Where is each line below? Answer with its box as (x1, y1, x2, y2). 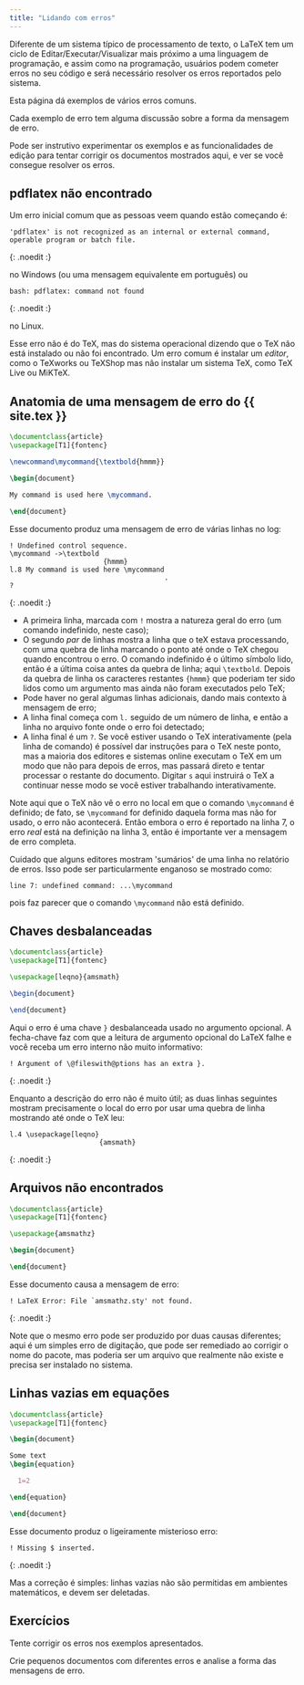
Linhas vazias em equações (9, 1386, 170, 1401)
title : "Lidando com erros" (9, 13, 117, 23)
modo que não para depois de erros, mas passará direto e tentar (22, 759, 266, 771)
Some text (9, 1451, 47, 1460)
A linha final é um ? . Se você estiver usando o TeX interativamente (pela (22, 731, 292, 742)
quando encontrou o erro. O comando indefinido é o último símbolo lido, (22, 654, 294, 665)
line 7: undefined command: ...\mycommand (9, 881, 173, 890)
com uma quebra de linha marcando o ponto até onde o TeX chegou (22, 644, 279, 654)
